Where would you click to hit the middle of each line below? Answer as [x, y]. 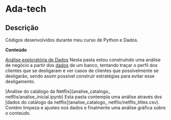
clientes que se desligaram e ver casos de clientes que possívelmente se [82, 70]
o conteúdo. [18, 113]
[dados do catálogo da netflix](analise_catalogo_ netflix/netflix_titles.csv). [82, 102]
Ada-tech [26, 9]
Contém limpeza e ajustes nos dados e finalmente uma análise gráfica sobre [86, 107]
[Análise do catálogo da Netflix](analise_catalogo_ [58, 91]
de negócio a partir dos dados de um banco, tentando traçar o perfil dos [81, 65]
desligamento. [20, 81]
